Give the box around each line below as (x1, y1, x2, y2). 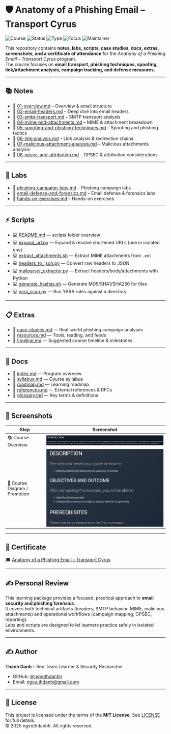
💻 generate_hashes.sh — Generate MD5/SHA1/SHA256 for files (12, 281, 148, 287)
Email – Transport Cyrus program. (5, 55, 76, 62)
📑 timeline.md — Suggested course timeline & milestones (12, 337, 133, 344)
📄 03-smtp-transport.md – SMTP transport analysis (12, 114, 121, 120)
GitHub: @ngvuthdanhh (12, 673, 63, 680)
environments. (5, 627, 36, 634)
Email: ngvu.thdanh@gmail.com (12, 679, 79, 685)
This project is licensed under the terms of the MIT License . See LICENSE (5, 712, 160, 718)
